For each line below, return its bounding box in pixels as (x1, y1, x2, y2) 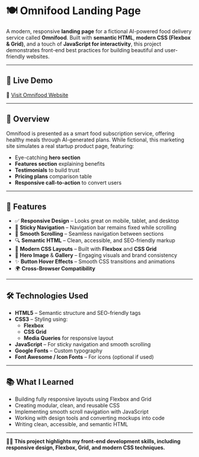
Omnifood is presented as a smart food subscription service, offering (6, 130, 175, 137)
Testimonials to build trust (14, 166, 80, 173)
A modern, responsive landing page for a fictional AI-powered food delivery (6, 27, 192, 35)
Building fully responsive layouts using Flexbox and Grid (14, 395, 152, 403)
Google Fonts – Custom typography (14, 347, 102, 355)
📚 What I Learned (6, 376, 74, 387)
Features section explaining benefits (14, 160, 105, 167)
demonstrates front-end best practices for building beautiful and (6, 46, 164, 53)
